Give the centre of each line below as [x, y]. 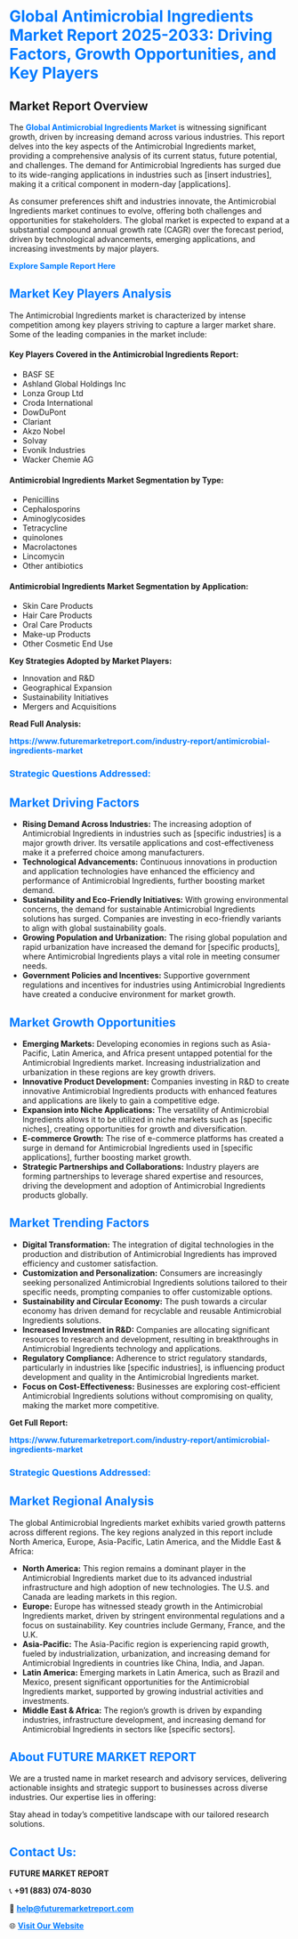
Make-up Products [56, 635]
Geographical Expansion [67, 688]
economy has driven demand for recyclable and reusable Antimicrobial [152, 1310]
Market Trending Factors [79, 1223]
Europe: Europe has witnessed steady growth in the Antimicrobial [142, 1606]
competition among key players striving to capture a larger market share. [142, 325]
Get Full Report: [39, 1423]
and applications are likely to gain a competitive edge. [121, 1100]
